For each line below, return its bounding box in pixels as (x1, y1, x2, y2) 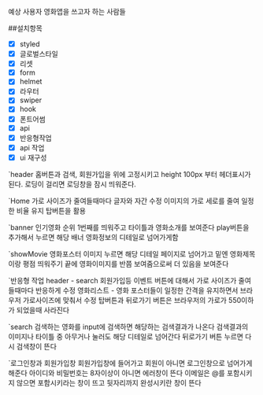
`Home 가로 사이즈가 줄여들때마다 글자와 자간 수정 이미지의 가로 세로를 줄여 (8, 196, 240, 205)
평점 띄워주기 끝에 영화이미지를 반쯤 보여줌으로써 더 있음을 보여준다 (22, 259, 229, 268)
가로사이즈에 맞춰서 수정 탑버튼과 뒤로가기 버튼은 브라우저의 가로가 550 (22, 295, 242, 305)
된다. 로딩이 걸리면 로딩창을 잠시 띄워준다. (8, 179, 136, 189)
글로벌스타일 (19, 50, 59, 59)
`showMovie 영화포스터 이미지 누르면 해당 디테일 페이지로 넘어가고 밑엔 (8, 249, 228, 258)
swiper (19, 95, 43, 105)
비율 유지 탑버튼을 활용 (16, 205, 87, 215)
